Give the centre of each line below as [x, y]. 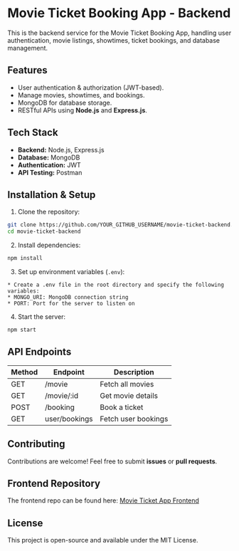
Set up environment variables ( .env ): [71, 272]
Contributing [36, 444]
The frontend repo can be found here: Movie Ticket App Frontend [103, 500]
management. [28, 48]
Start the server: [42, 317]
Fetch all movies [127, 384]
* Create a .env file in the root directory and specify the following [116, 285]
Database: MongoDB [49, 157]
